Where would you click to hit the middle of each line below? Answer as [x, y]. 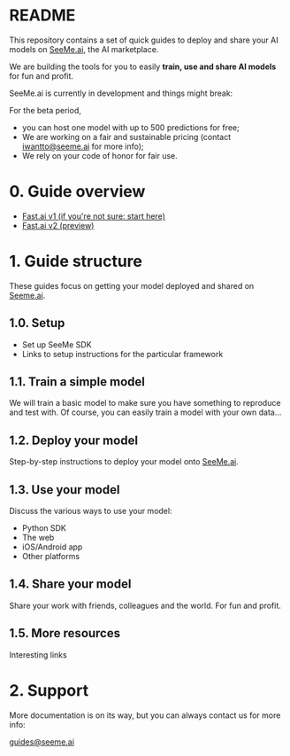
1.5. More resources [65, 633]
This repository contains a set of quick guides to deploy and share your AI [144, 40]
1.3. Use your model [65, 490]
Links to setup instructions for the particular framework [122, 354]
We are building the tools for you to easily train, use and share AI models [143, 66]
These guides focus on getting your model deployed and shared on [132, 285]
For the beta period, [45, 110]
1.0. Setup [37, 323]
